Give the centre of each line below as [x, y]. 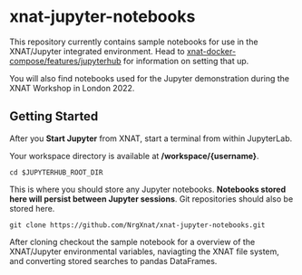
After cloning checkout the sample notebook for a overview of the [132, 242]
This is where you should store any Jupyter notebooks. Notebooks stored [148, 189]
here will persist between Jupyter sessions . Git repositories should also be [151, 199]
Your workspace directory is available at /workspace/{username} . [134, 156]
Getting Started [54, 116]
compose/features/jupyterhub [65, 61]
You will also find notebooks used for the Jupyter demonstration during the [150, 78]
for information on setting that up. [186, 61]
